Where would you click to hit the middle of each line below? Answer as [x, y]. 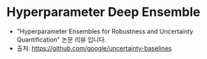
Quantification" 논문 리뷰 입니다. [61, 40]
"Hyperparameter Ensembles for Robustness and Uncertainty [105, 31]
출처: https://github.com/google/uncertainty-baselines [94, 48]
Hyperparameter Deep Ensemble [103, 12]
